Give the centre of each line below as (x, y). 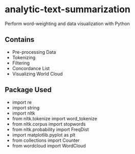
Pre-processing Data (34, 52)
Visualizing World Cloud (37, 74)
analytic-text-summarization (68, 9)
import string (26, 107)
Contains (19, 40)
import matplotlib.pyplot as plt (44, 135)
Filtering (21, 63)
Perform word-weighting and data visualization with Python (67, 24)
